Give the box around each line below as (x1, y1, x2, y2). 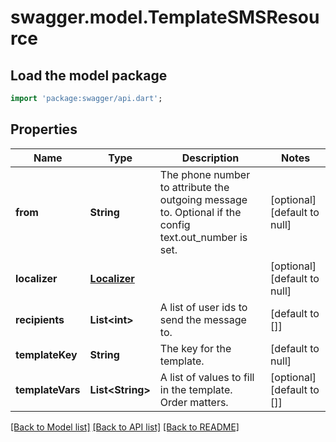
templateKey (15, 347, 78, 361)
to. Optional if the (159, 205, 242, 219)
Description (181, 151, 240, 165)
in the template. (159, 382, 233, 396)
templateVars (15, 382, 81, 396)
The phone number (159, 167, 251, 181)
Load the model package (10, 67, 168, 84)
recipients (15, 312, 65, 326)
